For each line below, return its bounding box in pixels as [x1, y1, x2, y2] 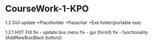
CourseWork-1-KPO [5, 3, 89, 14]
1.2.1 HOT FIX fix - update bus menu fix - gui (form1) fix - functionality [5, 29, 148, 35]
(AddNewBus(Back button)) [5, 34, 62, 40]
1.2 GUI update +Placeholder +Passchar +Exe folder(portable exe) [5, 19, 141, 25]
